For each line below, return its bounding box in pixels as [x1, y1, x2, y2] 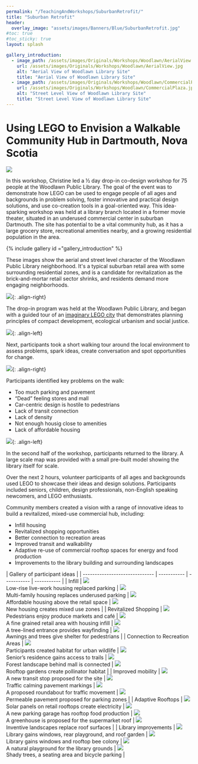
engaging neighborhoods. [6, 281, 69, 288]
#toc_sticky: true [6, 36, 51, 42]
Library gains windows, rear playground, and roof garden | [6, 730, 148, 737]
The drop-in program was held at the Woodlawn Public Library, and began [6, 305, 186, 312]
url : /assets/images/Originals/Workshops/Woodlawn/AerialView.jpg [16, 63, 183, 69]
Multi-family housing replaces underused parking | [6, 591, 130, 598]
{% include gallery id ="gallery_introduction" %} [6, 245, 123, 252]
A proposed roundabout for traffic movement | [6, 689, 119, 696]
